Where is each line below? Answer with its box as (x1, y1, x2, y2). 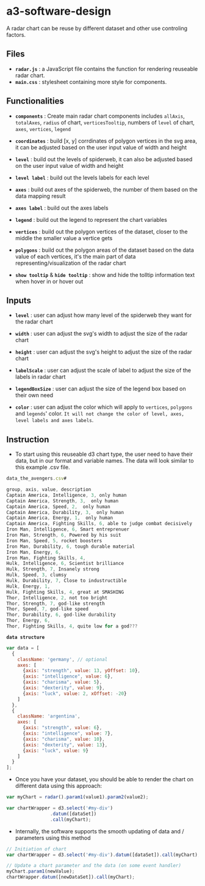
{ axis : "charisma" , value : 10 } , (22, 736, 105, 742)
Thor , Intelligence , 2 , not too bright (6, 594, 108, 601)
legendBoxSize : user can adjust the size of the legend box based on (15, 385, 186, 393)
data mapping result (15, 192, 66, 200)
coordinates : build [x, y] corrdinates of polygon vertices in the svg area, (15, 137, 197, 145)
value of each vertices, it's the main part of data (15, 252, 136, 260)
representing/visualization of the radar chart (15, 259, 126, 267)
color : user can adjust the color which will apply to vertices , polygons (15, 403, 193, 411)
